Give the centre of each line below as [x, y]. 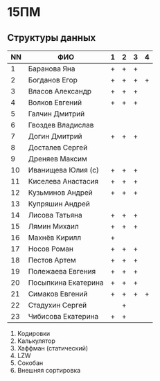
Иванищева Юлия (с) [63, 170]
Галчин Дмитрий [56, 114]
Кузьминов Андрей [61, 193]
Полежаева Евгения [62, 271]
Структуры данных [52, 38]
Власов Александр [60, 91]
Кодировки [34, 334]
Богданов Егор [53, 80]
